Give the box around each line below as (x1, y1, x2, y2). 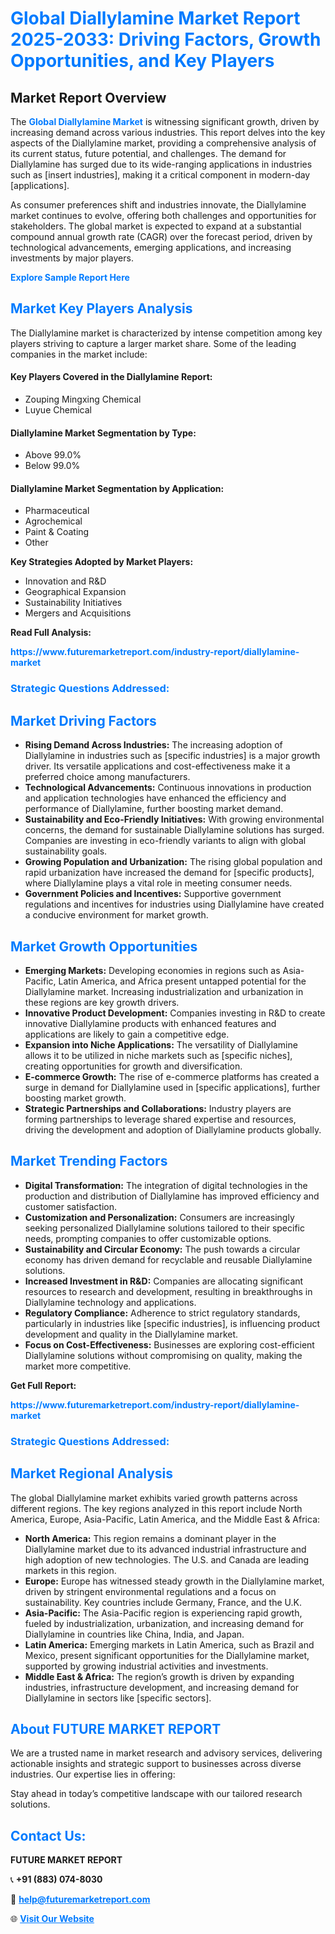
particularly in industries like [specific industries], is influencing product (24, 1317, 321, 1329)
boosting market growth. (24, 1092, 127, 1104)
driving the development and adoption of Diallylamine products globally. (24, 1123, 322, 1136)
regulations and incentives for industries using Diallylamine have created (24, 898, 325, 911)
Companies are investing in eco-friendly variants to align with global (24, 835, 307, 847)
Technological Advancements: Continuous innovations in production (24, 782, 312, 794)
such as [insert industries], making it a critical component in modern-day (10, 169, 311, 181)
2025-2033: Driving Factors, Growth (10, 28, 322, 51)
